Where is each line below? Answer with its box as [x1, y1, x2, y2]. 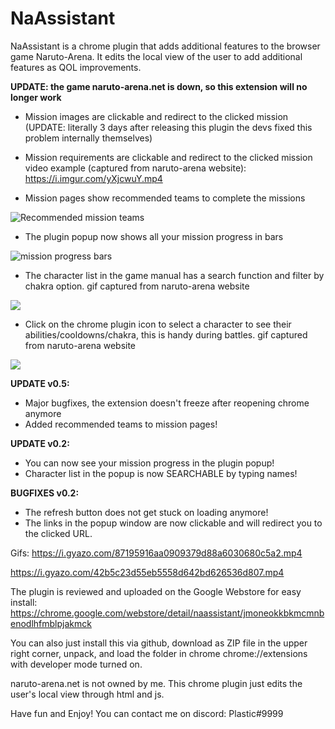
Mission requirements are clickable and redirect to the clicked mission [24, 151, 313, 163]
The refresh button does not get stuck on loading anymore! [24, 506, 269, 518]
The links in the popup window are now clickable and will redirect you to [24, 517, 323, 529]
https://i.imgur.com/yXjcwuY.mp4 [24, 172, 163, 184]
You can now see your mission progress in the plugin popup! [24, 457, 275, 469]
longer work [10, 91, 62, 103]
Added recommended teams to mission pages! [24, 418, 218, 430]
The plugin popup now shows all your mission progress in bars [24, 230, 284, 242]
